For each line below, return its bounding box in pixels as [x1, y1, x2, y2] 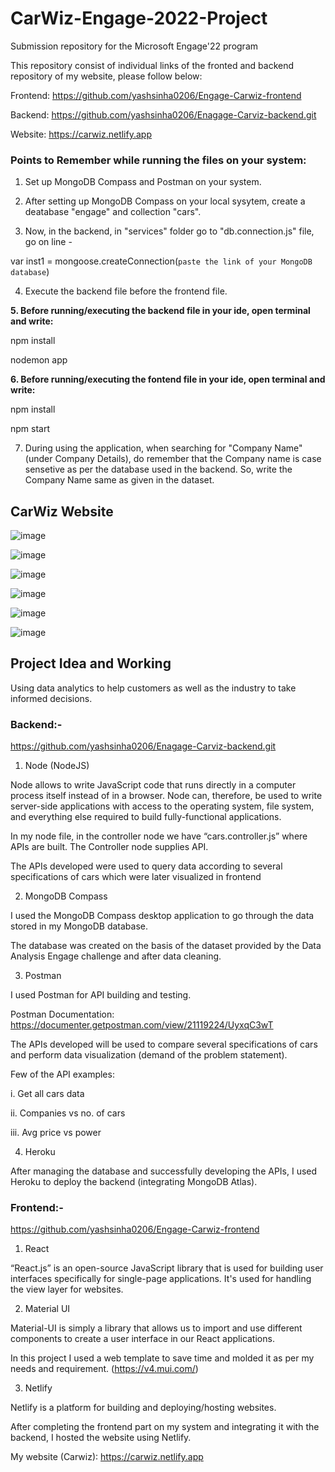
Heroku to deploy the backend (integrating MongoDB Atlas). [10, 1176, 258, 1188]
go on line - [24, 236, 73, 248]
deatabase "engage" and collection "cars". [24, 206, 202, 218]
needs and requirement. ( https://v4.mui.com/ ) [10, 1363, 199, 1375]
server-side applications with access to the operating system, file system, [10, 800, 315, 812]
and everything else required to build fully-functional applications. [10, 811, 282, 823]
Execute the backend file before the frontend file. [24, 285, 228, 297]
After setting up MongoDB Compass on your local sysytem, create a [24, 195, 306, 207]
